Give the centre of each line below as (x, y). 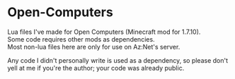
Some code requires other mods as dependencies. (81, 39)
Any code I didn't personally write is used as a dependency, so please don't (118, 60)
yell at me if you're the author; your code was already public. (96, 68)
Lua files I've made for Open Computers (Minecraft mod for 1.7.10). (104, 32)
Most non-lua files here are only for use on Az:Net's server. (94, 47)
